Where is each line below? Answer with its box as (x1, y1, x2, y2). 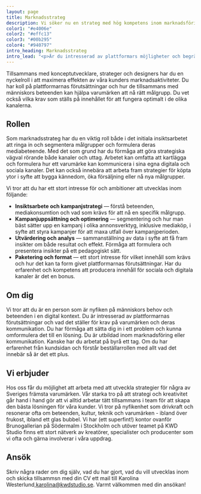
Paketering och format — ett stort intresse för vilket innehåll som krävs (14, 254, 191, 261)
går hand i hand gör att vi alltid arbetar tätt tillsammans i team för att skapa (6, 397, 190, 404)
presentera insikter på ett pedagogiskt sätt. (14, 247, 121, 255)
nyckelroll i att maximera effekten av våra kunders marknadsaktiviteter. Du (6, 76, 189, 83)
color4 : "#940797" (6, 43, 52, 49)
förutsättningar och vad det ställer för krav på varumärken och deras (6, 319, 175, 326)
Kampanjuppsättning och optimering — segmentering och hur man (14, 215, 184, 222)
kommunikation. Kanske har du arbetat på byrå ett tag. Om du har (6, 338, 168, 345)
